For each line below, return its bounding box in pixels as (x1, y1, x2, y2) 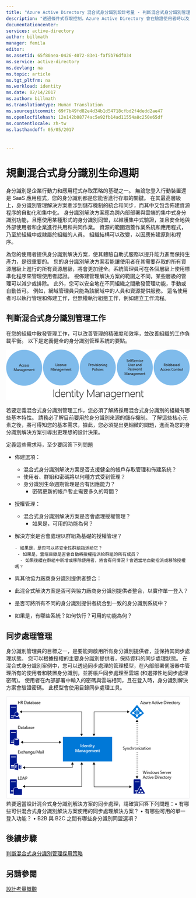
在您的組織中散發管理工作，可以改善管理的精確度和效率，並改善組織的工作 (6, 330, 185, 337)
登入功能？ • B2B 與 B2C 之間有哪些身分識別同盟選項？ (6, 814, 139, 821)
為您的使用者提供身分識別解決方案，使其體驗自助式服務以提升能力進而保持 (6, 250, 185, 257)
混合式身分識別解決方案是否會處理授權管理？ (23, 513, 131, 520)
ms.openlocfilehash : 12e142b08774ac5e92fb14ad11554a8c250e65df (6, 114, 163, 120)
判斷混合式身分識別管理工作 (6, 313, 106, 323)
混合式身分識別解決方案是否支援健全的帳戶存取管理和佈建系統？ (23, 466, 177, 473)
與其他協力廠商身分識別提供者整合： (14, 575, 102, 582)
